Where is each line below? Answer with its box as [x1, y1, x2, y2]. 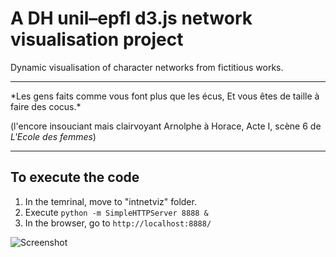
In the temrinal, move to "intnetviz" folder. [24, 195, 197, 207]
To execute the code [10, 169, 140, 186]
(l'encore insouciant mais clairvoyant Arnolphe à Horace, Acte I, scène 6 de [10, 120, 322, 132]
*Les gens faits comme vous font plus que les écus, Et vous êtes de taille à [10, 90, 320, 102]
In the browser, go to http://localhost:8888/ [24, 217, 212, 229]
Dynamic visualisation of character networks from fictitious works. [10, 61, 284, 73]
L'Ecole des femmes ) [10, 130, 97, 142]
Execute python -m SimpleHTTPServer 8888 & [24, 206, 209, 218]
